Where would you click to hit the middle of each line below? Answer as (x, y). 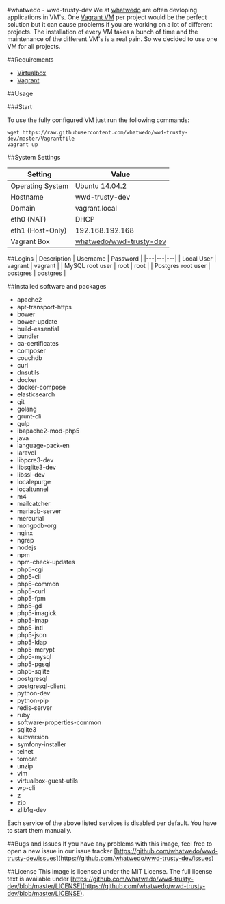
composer (31, 350)
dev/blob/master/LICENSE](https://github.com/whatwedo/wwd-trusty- (106, 886)
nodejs (26, 547)
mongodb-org (37, 525)
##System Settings (34, 157)
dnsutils (28, 372)
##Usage (20, 93)
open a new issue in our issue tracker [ (62, 851)
